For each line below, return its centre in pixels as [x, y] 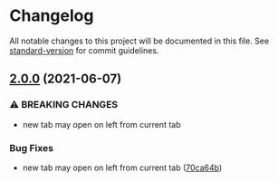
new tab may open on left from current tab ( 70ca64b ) [122, 168]
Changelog [52, 16]
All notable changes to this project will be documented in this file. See [139, 41]
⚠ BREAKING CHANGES [64, 105]
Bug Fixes [32, 148]
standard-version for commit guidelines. [84, 50]
